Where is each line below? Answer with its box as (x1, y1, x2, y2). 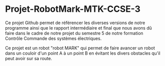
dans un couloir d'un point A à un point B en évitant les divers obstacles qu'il (5, 50, 161, 56)
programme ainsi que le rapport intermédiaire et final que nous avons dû (5, 25, 152, 31)
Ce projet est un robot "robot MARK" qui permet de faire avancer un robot (5, 45, 155, 51)
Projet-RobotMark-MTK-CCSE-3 (5, 3, 141, 15)
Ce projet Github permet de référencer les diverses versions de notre (5, 20, 145, 26)
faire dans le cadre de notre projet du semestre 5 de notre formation (5, 30, 144, 36)
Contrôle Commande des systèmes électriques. (5, 35, 102, 41)
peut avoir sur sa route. (5, 55, 53, 61)
